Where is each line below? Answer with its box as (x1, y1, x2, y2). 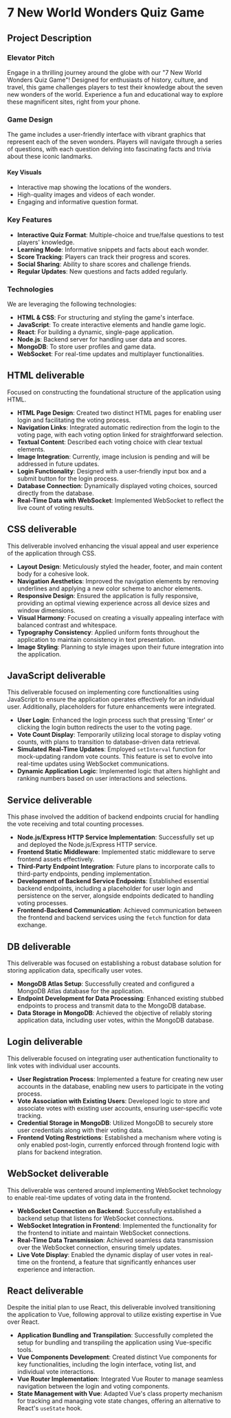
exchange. (16, 921, 47, 929)
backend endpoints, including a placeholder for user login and (16, 885, 194, 893)
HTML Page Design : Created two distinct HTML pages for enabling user (16, 408, 222, 417)
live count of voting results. (16, 503, 95, 511)
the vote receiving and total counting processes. (7, 820, 144, 828)
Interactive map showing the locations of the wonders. (16, 184, 172, 192)
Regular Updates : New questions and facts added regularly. (16, 267, 188, 276)
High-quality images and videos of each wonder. (16, 190, 155, 199)
